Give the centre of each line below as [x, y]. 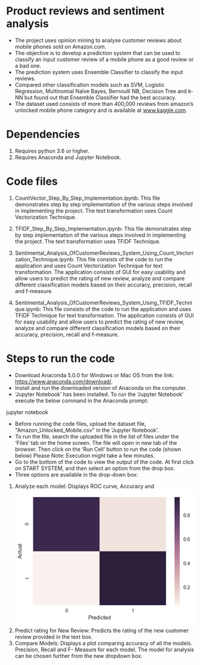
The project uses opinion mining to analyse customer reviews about [98, 40]
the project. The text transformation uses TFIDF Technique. [88, 241]
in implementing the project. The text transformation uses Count [94, 211]
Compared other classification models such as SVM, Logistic [90, 84]
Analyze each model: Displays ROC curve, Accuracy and [84, 486]
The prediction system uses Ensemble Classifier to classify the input [99, 72]
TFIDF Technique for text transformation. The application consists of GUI [104, 315]
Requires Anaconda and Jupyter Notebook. [68, 157]
